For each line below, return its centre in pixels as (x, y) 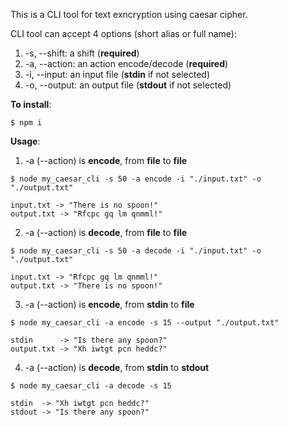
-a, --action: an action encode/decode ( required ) (126, 63)
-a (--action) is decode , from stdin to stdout (117, 367)
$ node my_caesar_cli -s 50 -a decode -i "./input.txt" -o (136, 251)
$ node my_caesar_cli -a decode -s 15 (91, 386)
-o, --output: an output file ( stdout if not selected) (128, 85)
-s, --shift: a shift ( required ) (82, 53)
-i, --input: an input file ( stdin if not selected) (117, 74)
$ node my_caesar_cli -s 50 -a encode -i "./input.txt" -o (136, 179)
